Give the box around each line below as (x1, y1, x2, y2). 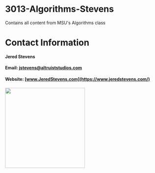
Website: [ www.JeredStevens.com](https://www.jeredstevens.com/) (5, 76, 150, 82)
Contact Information (5, 37, 90, 48)
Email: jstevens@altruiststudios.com (5, 65, 82, 71)
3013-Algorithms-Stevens (5, 3, 114, 15)
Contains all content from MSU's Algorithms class (5, 20, 105, 26)
